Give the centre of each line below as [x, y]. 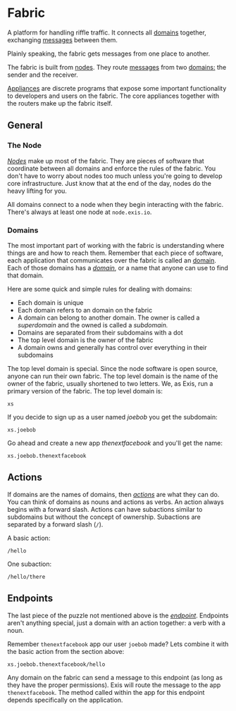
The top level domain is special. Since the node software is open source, [113, 368]
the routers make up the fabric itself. [60, 103]
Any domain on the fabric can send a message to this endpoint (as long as [115, 677]
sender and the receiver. [43, 75]
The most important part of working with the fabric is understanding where [116, 245]
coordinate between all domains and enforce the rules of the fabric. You [112, 168]
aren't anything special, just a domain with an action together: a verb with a [116, 623]
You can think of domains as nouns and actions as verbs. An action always [116, 502]
